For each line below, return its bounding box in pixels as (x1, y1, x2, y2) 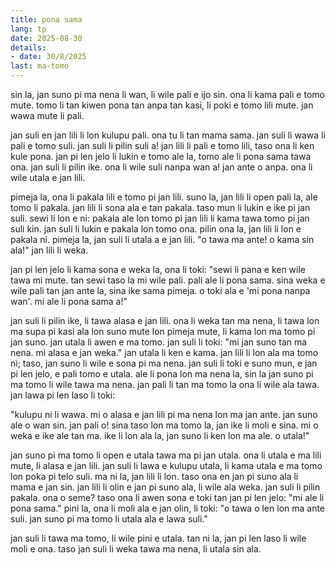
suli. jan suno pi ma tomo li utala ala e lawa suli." (10, 513, 208, 525)
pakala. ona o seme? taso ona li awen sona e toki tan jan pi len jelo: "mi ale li (10, 492, 325, 503)
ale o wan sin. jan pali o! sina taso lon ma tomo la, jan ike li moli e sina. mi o (10, 419, 319, 431)
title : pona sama (10, 14, 83, 25)
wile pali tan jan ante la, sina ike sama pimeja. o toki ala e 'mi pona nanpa (10, 285, 311, 296)
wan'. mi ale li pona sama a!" (10, 296, 128, 307)
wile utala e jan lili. (10, 172, 86, 183)
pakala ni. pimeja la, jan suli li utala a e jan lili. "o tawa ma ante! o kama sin (10, 234, 315, 245)
